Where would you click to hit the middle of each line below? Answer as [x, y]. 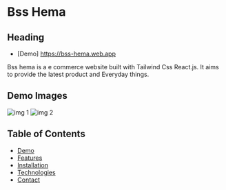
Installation [33, 165]
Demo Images [37, 96]
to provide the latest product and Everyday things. [78, 74]
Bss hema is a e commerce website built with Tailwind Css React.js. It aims [113, 67]
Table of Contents [47, 134]
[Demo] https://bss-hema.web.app [66, 54]
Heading [26, 37]
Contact [28, 180]
